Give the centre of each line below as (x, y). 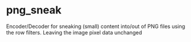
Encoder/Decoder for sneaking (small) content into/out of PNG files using (96, 26)
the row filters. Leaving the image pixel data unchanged (74, 32)
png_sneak (34, 10)
